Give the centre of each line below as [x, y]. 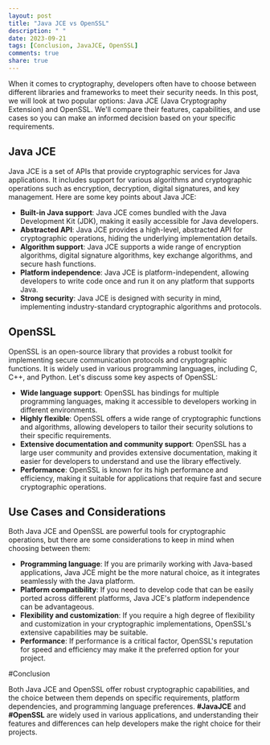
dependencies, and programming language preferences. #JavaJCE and [127, 706]
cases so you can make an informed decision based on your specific [122, 118]
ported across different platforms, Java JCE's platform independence [135, 598]
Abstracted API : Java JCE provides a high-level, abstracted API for [131, 230]
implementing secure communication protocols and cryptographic [118, 360]
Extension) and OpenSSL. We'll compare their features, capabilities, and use [135, 109]
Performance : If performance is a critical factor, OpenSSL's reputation [136, 641]
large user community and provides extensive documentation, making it [139, 453]
